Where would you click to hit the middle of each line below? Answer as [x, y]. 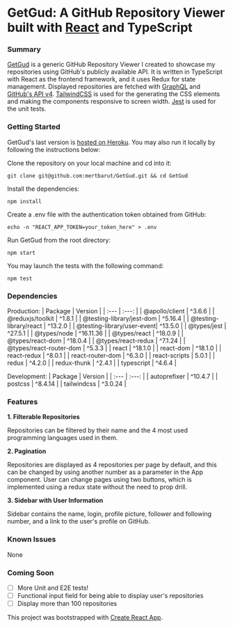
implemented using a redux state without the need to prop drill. [97, 487]
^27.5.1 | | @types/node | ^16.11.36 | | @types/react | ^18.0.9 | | [96, 333]
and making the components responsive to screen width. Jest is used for [112, 102]
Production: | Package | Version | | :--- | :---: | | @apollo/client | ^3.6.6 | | [111, 311]
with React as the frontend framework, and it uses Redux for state [102, 79]
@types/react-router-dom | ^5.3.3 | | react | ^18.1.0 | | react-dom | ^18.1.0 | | [114, 348]
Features [23, 402]
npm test [20, 278]
